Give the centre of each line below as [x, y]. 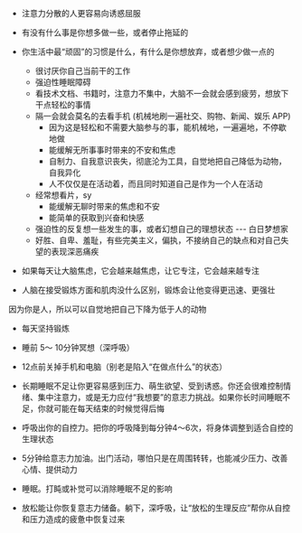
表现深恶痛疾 [75, 252]
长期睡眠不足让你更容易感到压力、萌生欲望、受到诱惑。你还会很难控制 [152, 386]
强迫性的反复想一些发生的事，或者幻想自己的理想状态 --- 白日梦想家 [161, 229]
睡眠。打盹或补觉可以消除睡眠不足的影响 [97, 489]
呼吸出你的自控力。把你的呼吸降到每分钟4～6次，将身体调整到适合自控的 [157, 428]
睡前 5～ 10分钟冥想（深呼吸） [78, 347]
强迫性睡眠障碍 [63, 82]
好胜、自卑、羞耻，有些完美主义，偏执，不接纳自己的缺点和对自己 [158, 240]
